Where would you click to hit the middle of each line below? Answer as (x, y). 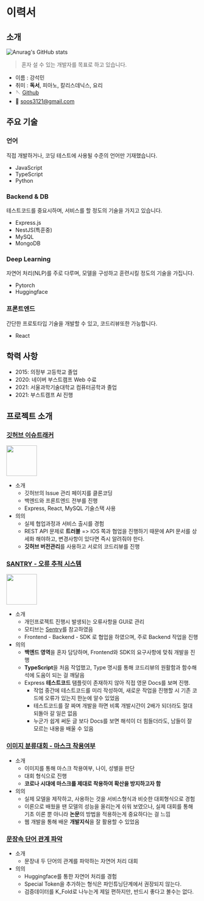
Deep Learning (29, 259)
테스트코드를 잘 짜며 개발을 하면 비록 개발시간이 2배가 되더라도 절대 (113, 706)
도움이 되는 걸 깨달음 (60, 675)
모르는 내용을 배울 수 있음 (63, 729)
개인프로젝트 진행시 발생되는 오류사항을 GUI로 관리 (84, 622)
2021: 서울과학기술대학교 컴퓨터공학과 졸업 (66, 387)
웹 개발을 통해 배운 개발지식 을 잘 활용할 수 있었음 (82, 822)
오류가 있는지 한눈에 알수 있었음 (82, 698)
